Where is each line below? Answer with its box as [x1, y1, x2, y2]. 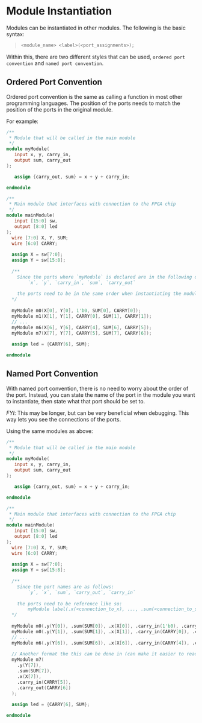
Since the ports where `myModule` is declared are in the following [17, 274, 192, 280]
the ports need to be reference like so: [17, 601, 122, 607]
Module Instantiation [6, 4, 112, 18]
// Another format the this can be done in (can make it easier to [11, 651, 185, 657]
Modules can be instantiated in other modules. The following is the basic [6, 24, 186, 31]
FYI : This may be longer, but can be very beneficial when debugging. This [6, 409, 189, 417]
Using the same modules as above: [6, 427, 93, 435]
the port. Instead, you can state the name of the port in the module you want [6, 391, 195, 399]
